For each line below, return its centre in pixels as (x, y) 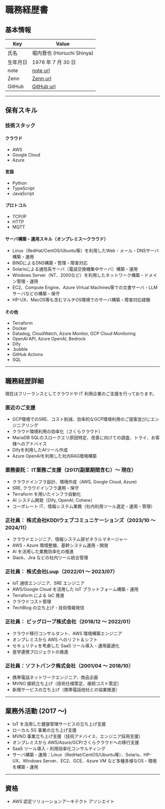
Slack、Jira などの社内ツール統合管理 (50, 558)
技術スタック (20, 126)
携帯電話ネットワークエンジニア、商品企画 (55, 677)
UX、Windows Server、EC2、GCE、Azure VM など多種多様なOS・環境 (84, 761)
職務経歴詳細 (25, 381)
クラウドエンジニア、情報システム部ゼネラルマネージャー (70, 539)
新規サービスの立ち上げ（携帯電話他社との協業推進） (66, 689)
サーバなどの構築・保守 (36, 294)
